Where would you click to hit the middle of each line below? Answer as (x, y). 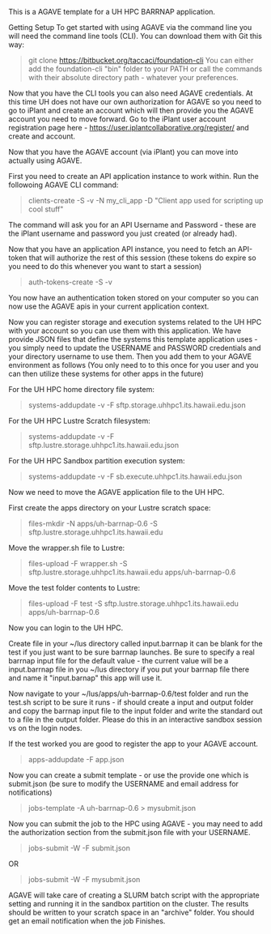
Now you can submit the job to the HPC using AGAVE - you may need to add (135, 824)
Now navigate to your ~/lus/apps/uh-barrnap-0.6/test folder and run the (129, 693)
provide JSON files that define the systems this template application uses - (133, 339)
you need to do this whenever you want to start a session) (105, 266)
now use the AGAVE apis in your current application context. (109, 306)
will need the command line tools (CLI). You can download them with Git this (135, 36)
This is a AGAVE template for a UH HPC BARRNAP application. (112, 12)
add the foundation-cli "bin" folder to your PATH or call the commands (145, 69)
